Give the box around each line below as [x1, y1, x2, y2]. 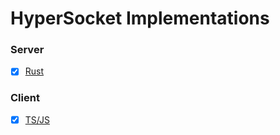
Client [10, 91, 40, 105]
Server [10, 43, 45, 57]
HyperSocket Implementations [10, 7, 270, 30]
